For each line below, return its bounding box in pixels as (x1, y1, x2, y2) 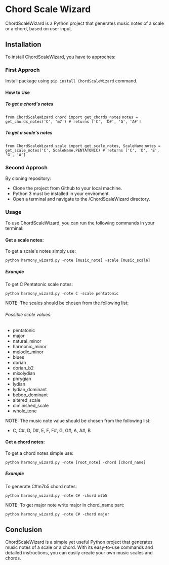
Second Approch (5, 164, 48, 171)
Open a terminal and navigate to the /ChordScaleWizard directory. (12, 196, 150, 202)
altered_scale (12, 397, 40, 403)
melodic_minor (12, 349, 44, 355)
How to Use (5, 89, 30, 96)
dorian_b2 (12, 365, 34, 371)
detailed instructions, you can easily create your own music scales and (5, 549, 153, 555)
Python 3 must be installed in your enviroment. (12, 191, 110, 197)
